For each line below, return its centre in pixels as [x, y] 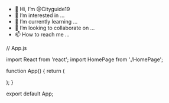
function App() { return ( [35, 71]
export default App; [30, 94]
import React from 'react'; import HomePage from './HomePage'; [85, 59]
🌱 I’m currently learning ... [46, 21]
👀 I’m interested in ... [40, 15]
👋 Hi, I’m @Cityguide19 [42, 9]
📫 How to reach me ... [42, 34]
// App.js [17, 48]
